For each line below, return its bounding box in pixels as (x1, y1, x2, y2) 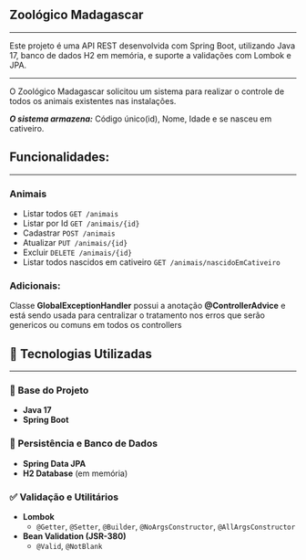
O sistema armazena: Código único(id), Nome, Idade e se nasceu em (9, 113, 272, 124)
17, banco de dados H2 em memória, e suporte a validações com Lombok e (9, 49, 291, 60)
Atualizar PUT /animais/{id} (22, 237, 128, 248)
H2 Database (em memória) (22, 468, 128, 479)
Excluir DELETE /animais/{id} (22, 247, 132, 258)
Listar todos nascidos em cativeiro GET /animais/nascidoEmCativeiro (22, 256, 280, 268)
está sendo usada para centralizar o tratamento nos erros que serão (9, 310, 266, 321)
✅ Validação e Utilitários (9, 491, 119, 503)
